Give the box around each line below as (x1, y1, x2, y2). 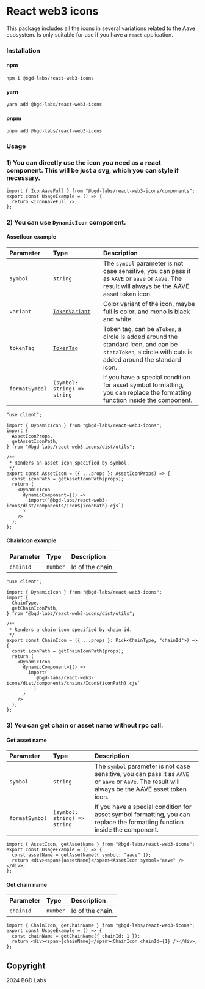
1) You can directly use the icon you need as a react (6, 159, 162, 167)
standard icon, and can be (103, 340, 178, 348)
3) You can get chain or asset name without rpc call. (6, 721, 164, 730)
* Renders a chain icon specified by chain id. (9, 627, 132, 633)
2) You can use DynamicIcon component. (6, 218, 126, 226)
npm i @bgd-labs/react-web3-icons (6, 75, 95, 81)
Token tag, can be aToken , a (103, 324, 182, 333)
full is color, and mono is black (103, 307, 190, 316)
